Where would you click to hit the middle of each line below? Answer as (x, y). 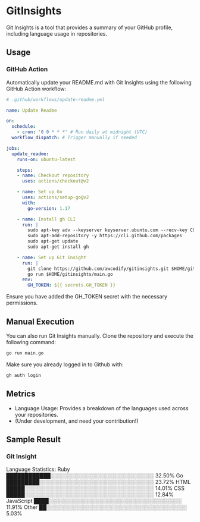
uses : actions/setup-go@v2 (55, 197)
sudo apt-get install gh (58, 247)
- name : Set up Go (40, 192)
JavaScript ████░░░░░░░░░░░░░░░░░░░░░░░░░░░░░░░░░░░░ (94, 501)
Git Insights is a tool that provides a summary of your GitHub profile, (90, 27)
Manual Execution (40, 321)
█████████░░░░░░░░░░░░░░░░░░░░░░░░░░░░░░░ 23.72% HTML (99, 482)
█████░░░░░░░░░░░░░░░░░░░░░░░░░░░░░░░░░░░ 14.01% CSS (96, 488)
